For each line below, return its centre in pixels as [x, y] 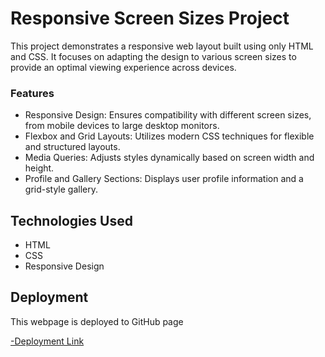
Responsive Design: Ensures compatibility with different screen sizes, [168, 115]
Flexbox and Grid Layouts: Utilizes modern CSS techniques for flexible [169, 136]
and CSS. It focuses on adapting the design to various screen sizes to [153, 56]
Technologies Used [71, 220]
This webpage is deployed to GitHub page [97, 321]
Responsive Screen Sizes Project [150, 18]
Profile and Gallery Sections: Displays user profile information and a [164, 179]
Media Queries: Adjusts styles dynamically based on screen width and [169, 158]
